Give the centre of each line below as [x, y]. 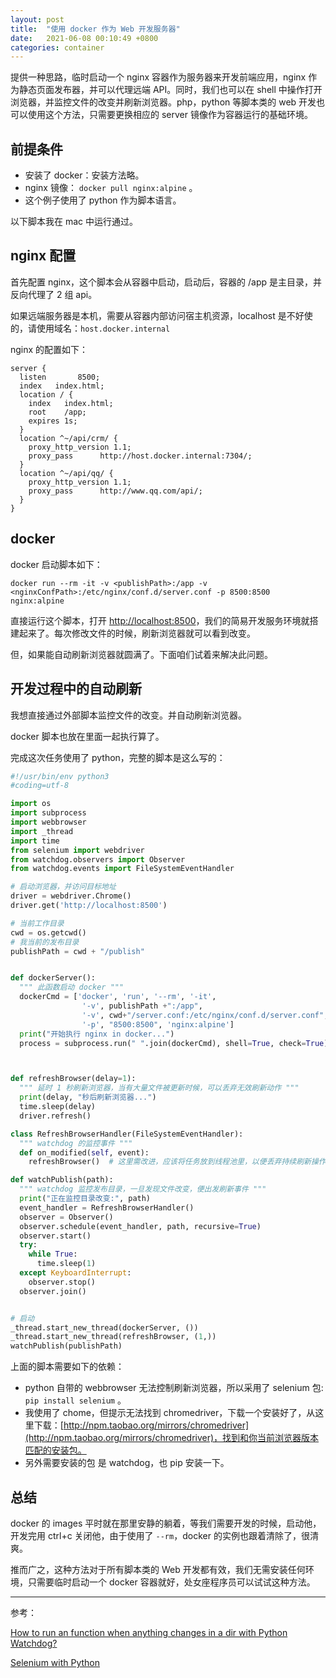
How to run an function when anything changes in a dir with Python [149, 1632]
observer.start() [55, 1236]
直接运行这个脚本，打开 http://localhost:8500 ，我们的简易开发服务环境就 [160, 620]
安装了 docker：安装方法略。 [84, 175]
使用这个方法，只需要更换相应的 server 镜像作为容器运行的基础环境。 [170, 115]
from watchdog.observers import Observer [98, 859]
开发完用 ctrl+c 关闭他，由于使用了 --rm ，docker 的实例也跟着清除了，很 [160, 1535]
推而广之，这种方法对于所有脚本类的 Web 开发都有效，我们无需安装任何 [158, 1569]
